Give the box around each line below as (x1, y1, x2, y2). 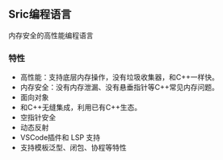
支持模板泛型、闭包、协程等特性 (19, 143, 127, 153)
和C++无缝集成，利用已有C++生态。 (19, 103, 142, 113)
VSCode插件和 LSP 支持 (19, 133, 101, 142)
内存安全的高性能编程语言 (8, 31, 94, 40)
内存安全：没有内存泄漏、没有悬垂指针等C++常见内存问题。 (19, 83, 220, 92)
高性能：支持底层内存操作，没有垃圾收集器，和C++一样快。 (19, 72, 220, 82)
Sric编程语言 (8, 7, 72, 22)
